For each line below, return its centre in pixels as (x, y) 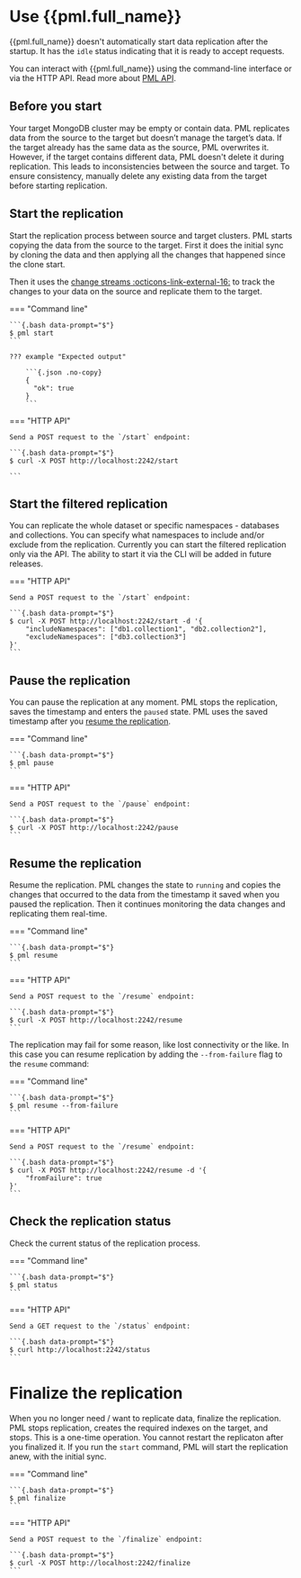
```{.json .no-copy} (64, 372)
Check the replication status (90, 1222)
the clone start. (37, 264)
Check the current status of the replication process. (105, 1243)
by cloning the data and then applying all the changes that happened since (147, 255)
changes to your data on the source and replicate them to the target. (136, 291)
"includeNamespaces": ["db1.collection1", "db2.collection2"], (146, 629)
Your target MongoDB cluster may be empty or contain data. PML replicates (150, 128)
